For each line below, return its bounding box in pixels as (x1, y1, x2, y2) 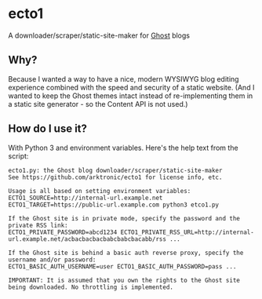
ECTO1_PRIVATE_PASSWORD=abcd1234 (8, 228, 118, 236)
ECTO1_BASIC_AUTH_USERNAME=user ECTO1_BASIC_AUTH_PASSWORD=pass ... (8, 262, 237, 271)
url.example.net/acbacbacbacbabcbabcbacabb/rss (8, 235, 167, 243)
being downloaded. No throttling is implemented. (8, 283, 174, 291)
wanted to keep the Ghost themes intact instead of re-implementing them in (8, 91, 253, 100)
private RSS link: (8, 221, 68, 229)
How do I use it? (8, 122, 88, 136)
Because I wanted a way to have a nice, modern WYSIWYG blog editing (8, 74, 239, 83)
